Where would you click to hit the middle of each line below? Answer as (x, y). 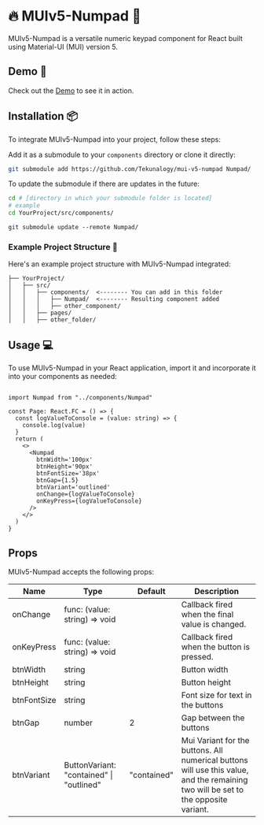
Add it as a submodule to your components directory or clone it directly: (122, 154)
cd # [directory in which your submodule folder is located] (110, 199)
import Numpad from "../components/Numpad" (81, 398)
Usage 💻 (31, 345)
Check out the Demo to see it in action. (71, 91)
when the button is (215, 647)
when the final (207, 614)
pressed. (197, 656)
